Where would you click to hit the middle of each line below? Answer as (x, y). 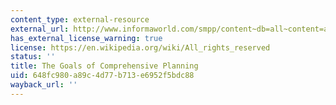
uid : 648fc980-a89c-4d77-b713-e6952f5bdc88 (102, 76)
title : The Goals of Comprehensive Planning (104, 66)
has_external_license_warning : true (86, 38)
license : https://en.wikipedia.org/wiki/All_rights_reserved (140, 47)
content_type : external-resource (80, 19)
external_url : (40, 29)
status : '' (33, 57)
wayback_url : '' (44, 85)
